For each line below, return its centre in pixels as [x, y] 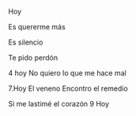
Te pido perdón [33, 58]
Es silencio [26, 42]
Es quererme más [37, 27]
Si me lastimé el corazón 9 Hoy [59, 104]
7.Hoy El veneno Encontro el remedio [68, 88]
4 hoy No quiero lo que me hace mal [67, 73]
